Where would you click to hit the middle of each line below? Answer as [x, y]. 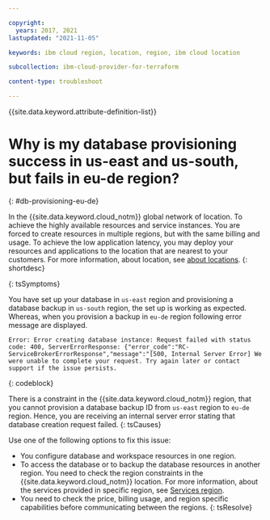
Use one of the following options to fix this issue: [90, 440]
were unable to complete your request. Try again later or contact [124, 361]
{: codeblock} [31, 383]
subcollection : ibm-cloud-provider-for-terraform [94, 67]
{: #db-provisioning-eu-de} [54, 201]
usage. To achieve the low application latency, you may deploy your [121, 242]
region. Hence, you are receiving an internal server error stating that [122, 416]
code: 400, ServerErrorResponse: [65, 347]
